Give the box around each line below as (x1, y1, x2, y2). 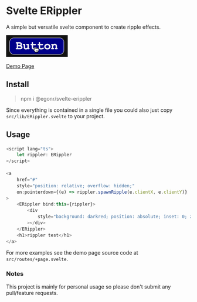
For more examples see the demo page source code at (6, 249, 139, 256)
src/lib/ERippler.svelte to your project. (6, 112, 106, 119)
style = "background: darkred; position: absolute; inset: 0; (37, 214, 188, 220)
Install (6, 80, 29, 90)
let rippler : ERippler (16, 152, 72, 158)
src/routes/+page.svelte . (6, 255, 69, 262)
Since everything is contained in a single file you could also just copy (6, 107, 173, 114)
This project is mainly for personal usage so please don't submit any (6, 283, 171, 290)
